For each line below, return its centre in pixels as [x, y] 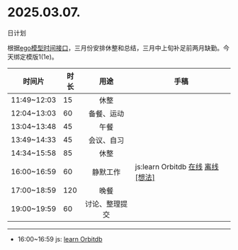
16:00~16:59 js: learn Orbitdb [60, 239]
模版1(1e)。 [42, 57]
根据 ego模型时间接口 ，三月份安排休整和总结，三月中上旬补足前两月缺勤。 [115, 47]
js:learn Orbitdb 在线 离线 [177, 166]
